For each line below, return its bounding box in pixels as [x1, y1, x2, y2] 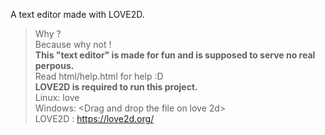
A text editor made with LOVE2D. [10, 9, 145, 20]
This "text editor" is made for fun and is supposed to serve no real [34, 49, 316, 61]
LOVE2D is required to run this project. [34, 81, 198, 93]
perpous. [34, 60, 75, 71]
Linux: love [34, 92, 80, 103]
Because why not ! [34, 39, 112, 50]
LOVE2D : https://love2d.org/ [34, 113, 155, 124]
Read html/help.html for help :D [34, 70, 164, 82]
